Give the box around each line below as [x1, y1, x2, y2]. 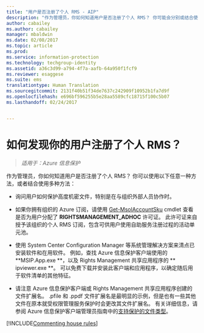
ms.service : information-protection [6, 54, 99, 60]
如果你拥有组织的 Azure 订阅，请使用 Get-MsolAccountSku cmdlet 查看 [15, 205, 194, 213]
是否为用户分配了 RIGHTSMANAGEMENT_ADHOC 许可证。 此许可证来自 [15, 213, 197, 221]
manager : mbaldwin [6, 32, 53, 38]
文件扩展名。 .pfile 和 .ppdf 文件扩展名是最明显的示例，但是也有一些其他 [15, 292, 196, 300]
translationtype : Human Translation [6, 83, 99, 89]
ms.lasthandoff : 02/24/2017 [6, 99, 78, 105]
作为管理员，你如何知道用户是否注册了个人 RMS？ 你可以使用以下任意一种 [6, 172, 191, 179]
